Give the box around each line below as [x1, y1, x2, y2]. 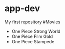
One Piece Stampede [11, 38, 55, 44]
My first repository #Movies [4, 19, 61, 25]
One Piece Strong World [11, 28, 61, 34]
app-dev [4, 3, 40, 14]
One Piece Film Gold [11, 33, 53, 39]
